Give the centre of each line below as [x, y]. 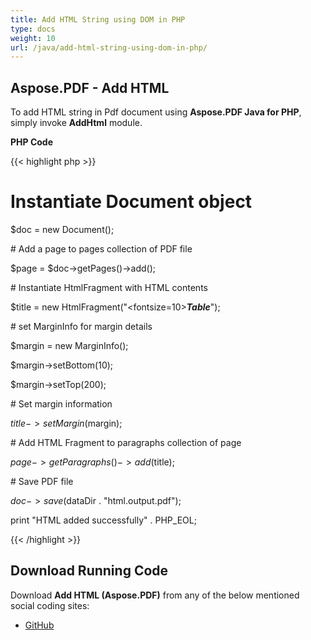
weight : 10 [33, 38]
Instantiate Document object [131, 202]
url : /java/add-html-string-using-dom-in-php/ [109, 47]
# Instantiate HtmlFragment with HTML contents [109, 287]
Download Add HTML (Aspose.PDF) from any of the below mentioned [155, 595]
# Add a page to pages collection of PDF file [101, 249]
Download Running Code [89, 571]
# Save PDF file [42, 481]
